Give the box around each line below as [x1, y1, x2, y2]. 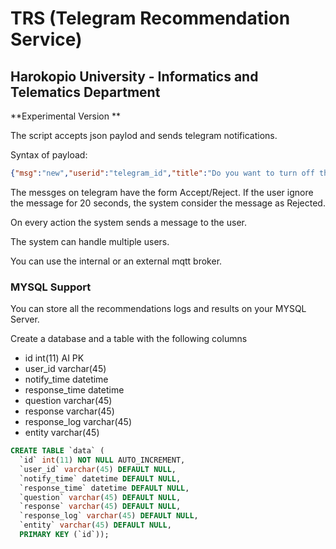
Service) [10, 28, 83, 51]
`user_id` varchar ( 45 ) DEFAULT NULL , [19, 464, 177, 474]
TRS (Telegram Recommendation [10, 7, 291, 30]
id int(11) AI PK [24, 352, 85, 364]
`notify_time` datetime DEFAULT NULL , [19, 473, 182, 484]
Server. [10, 313, 40, 326]
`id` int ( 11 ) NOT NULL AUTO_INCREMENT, [19, 455, 186, 466]
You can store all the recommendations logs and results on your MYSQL [10, 303, 307, 315]
